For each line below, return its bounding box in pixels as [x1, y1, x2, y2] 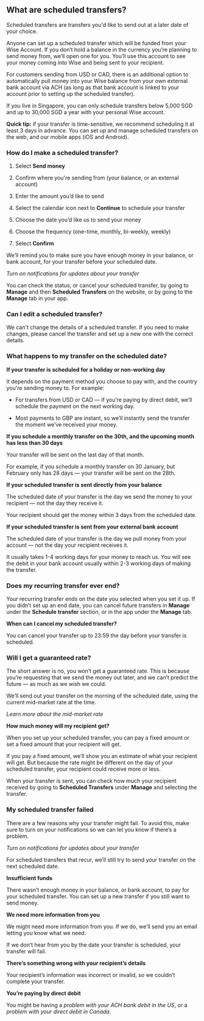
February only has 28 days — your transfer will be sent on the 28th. [6, 469, 176, 477]
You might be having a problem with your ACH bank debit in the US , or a [6, 1001, 188, 1009]
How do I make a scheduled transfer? [6, 148, 119, 157]
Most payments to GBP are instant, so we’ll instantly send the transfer [15, 414, 190, 422]
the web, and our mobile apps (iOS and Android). [6, 133, 129, 140]
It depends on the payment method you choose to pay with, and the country [6, 378, 198, 385]
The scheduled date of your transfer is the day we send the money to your [6, 492, 193, 500]
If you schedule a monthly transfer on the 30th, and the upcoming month [6, 433, 195, 440]
